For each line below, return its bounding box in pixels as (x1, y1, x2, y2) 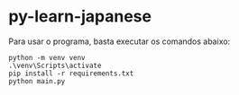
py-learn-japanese (8, 6, 152, 27)
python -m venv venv (8, 53, 87, 62)
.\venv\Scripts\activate (8, 61, 102, 70)
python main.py (8, 76, 66, 86)
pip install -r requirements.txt (8, 69, 134, 78)
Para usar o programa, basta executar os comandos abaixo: (8, 36, 231, 47)
